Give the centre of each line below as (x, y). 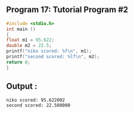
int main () (21, 29)
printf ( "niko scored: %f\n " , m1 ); (49, 51)
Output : (22, 87)
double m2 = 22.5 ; (29, 46)
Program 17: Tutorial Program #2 (67, 10)
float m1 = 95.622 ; (30, 40)
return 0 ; (18, 62)
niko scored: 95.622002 (36, 100)
